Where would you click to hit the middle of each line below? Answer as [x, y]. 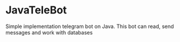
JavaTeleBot [36, 10]
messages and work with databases [49, 32]
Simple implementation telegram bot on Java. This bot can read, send [90, 26]
